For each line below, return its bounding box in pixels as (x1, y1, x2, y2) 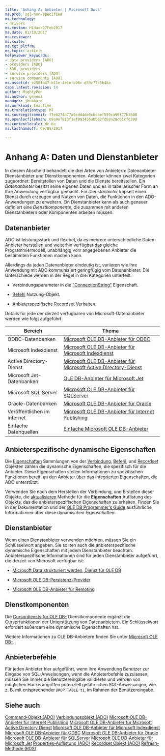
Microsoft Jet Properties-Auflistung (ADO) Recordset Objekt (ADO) (5, 740, 140, 746)
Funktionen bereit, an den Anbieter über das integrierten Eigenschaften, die (5, 474, 158, 480)
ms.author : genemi (5, 94, 43, 99)
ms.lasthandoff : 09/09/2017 (5, 126, 63, 131)
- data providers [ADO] (5, 58, 54, 62)
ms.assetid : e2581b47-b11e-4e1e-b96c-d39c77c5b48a (5, 80, 111, 85)
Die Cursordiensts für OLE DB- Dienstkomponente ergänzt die (5, 613, 131, 619)
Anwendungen (5, 199, 35, 205)
